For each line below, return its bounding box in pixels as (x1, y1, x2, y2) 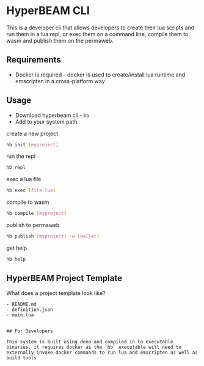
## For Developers (6, 328, 53, 334)
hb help (6, 256, 26, 262)
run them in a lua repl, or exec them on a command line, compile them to (6, 30, 189, 37)
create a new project (6, 130, 59, 137)
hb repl (6, 165, 26, 171)
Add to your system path (15, 118, 78, 125)
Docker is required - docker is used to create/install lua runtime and (15, 71, 186, 78)
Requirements (6, 54, 61, 65)
